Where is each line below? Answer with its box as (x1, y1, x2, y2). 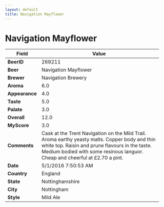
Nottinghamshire (41, 178, 80, 185)
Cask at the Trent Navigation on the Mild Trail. (41, 130, 146, 137)
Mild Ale (41, 194, 61, 201)
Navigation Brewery (41, 74, 87, 81)
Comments (7, 142, 34, 149)
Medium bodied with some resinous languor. (41, 148, 144, 155)
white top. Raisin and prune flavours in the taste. (41, 142, 152, 149)
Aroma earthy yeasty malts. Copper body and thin (41, 136, 156, 143)
